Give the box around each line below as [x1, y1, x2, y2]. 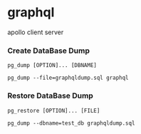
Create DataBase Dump [7, 46, 90, 56]
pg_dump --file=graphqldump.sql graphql [7, 74, 130, 82]
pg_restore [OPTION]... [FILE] [7, 107, 100, 114]
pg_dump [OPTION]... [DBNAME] [7, 62, 98, 69]
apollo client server [7, 28, 64, 36]
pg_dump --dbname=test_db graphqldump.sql [7, 119, 135, 127]
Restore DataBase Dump [7, 91, 94, 100]
